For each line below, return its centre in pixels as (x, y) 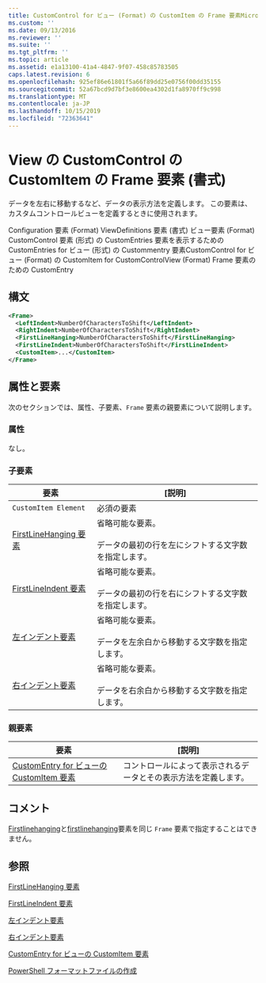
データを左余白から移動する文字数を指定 (172, 642)
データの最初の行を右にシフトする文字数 (172, 594)
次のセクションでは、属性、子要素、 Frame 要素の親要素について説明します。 (132, 407)
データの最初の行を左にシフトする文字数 (172, 545)
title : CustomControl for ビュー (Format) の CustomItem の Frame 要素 (125, 15)
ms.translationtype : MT (47, 97)
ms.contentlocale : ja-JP (49, 104)
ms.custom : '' (32, 23)
